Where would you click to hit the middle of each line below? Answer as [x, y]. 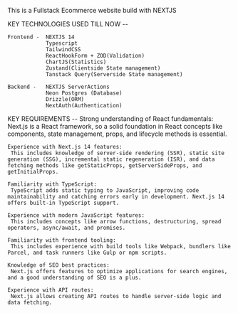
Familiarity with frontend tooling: [62, 240]
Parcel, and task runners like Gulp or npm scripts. [87, 253]
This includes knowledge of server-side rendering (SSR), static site [117, 153]
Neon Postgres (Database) [84, 93]
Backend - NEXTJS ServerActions [59, 87]
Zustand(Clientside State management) [103, 68]
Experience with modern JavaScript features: [76, 216]
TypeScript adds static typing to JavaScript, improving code [105, 191]
